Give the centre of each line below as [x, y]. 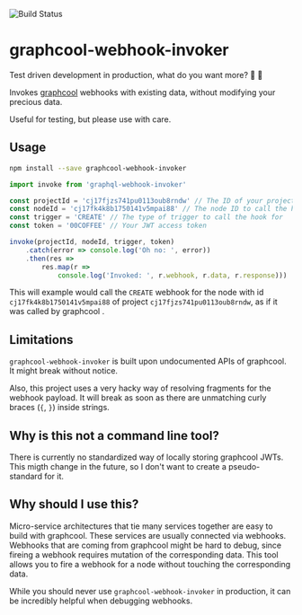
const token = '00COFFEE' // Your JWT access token [108, 226]
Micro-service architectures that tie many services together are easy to [141, 526]
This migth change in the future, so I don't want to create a [118, 466]
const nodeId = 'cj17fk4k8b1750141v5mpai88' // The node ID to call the [148, 209]
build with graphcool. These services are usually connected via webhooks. [148, 535]
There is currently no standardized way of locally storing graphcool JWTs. [147, 457]
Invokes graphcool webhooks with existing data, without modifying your [142, 92]
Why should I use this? [74, 504]
